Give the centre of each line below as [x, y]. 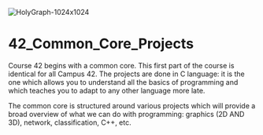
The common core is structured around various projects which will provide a [132, 105]
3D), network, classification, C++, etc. [70, 122]
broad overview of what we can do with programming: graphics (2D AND [126, 114]
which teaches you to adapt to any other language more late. [107, 90]
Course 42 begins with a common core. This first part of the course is [121, 65]
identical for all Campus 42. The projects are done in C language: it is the [127, 74]
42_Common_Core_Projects [101, 44]
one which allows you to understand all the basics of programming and [123, 82]
